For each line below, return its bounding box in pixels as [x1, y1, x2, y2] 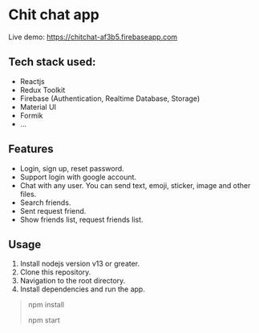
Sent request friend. [19, 206, 87, 215]
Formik [19, 110, 43, 120]
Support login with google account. [19, 172, 137, 182]
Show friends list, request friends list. [19, 215, 144, 224]
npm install [27, 300, 65, 310]
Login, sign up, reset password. [19, 163, 124, 173]
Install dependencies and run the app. [19, 284, 146, 294]
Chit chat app [8, 6, 100, 24]
